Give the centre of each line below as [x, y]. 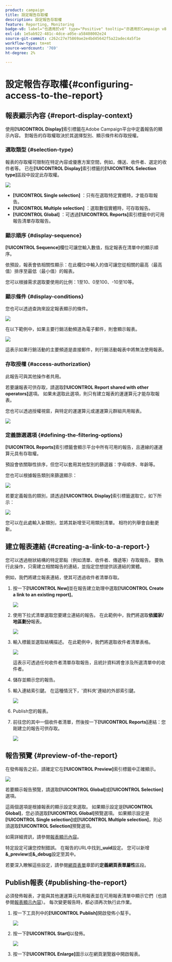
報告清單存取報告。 [33, 221]
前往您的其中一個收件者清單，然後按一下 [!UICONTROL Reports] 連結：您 [89, 722]
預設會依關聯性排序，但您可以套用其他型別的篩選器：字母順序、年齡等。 [81, 464]
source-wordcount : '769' [32, 48]
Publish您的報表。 [32, 711]
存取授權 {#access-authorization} [48, 364]
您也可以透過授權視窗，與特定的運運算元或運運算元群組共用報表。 [75, 411]
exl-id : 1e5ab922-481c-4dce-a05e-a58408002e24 [56, 34]
